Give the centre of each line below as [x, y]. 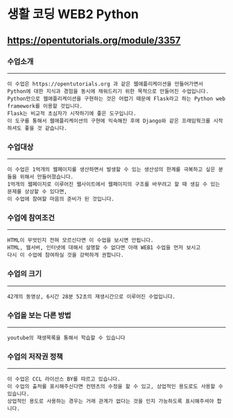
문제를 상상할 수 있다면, [37, 192]
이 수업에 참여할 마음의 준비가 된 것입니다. [61, 199]
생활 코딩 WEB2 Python [73, 14]
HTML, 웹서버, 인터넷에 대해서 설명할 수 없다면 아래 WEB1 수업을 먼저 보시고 [104, 248]
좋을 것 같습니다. [46, 128]
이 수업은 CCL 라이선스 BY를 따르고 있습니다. [64, 379]
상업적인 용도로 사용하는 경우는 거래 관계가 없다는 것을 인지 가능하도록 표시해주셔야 [111, 401]
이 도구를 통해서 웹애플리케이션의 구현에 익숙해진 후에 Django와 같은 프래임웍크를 [109, 121]
